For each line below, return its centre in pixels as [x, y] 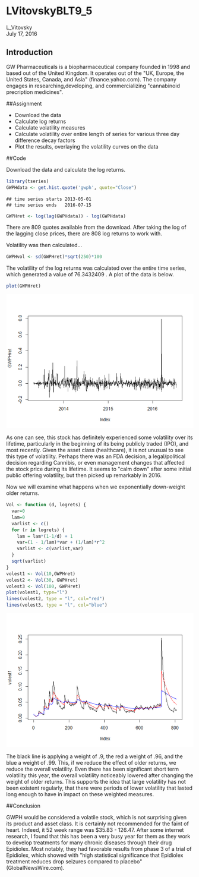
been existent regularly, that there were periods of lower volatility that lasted [99, 788]
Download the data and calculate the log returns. [66, 169]
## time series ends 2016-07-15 [49, 205]
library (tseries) [28, 181]
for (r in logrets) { [38, 530]
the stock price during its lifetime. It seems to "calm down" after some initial [99, 469]
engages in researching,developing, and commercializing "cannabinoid [93, 86]
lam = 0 [18, 517]
